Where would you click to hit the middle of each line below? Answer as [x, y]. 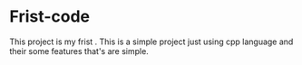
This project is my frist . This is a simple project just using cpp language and [151, 42]
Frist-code [50, 17]
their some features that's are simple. [79, 51]
